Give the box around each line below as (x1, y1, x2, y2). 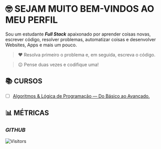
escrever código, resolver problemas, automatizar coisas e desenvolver (5, 36, 156, 42)
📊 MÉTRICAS (5, 109, 50, 117)
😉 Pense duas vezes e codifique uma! (17, 62, 99, 68)
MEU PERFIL (5, 14, 58, 26)
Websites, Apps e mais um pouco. (5, 42, 77, 48)
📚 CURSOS (5, 77, 42, 85)
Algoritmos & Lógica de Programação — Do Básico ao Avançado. (12, 93, 150, 99)
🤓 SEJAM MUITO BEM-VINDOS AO (5, 3, 154, 15)
